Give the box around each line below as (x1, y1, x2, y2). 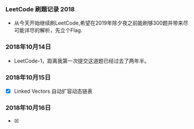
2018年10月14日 (5, 43, 51, 51)
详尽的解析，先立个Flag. (24, 27, 82, 34)
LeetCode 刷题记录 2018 (5, 5, 75, 13)
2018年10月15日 (5, 73, 51, 81)
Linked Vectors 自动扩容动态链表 (13, 88, 93, 95)
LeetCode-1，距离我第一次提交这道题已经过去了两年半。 (13, 57, 150, 64)
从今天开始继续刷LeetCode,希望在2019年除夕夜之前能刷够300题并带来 (13, 19, 183, 27)
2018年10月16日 (5, 103, 51, 111)
